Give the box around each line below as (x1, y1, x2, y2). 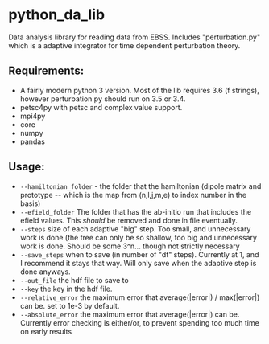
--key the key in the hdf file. (19, 284, 113, 293)
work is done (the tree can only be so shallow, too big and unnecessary (19, 232, 258, 242)
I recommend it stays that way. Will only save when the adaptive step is (19, 258, 257, 268)
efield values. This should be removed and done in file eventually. (19, 215, 238, 225)
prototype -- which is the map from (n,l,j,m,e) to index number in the (19, 190, 247, 199)
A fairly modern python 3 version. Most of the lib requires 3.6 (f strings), (19, 85, 260, 95)
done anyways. (19, 267, 71, 276)
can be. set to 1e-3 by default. (19, 301, 120, 310)
